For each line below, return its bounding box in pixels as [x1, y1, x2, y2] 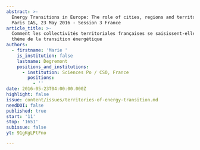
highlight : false [6, 91, 49, 97]
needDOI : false [6, 102, 44, 108]
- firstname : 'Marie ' [11, 47, 68, 53]
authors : [6, 42, 28, 48]
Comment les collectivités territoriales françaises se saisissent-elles [11, 31, 198, 37]
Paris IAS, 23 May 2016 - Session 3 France [11, 20, 121, 25]
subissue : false [6, 125, 46, 130]
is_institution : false [17, 53, 73, 59]
